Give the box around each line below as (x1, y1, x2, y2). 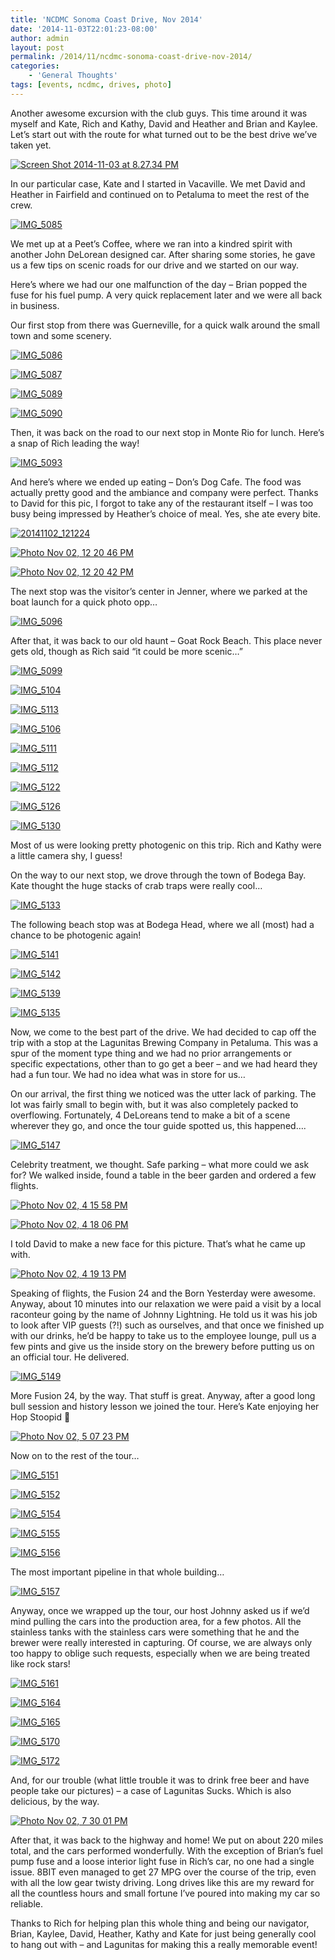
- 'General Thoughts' (28, 71, 118, 81)
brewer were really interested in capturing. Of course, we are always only (10, 1636, 313, 1648)
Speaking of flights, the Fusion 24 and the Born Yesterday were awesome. (10, 1287, 316, 1299)
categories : (10, 61, 60, 71)
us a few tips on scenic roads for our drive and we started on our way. (10, 259, 300, 271)
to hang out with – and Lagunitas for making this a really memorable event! (10, 1938, 318, 1950)
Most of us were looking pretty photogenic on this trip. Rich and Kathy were (10, 839, 322, 851)
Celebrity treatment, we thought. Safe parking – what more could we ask (10, 1158, 310, 1170)
